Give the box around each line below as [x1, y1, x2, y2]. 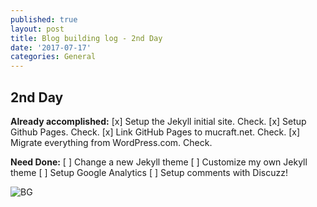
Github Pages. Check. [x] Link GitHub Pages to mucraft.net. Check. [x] [10, 126, 301, 138]
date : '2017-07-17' [10, 42, 92, 53]
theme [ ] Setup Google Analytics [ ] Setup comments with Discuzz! [10, 166, 288, 178]
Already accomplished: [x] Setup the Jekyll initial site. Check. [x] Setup [10, 115, 307, 127]
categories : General [10, 52, 97, 62]
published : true [10, 14, 78, 25]
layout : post [10, 24, 65, 34]
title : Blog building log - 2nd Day [10, 33, 163, 43]
